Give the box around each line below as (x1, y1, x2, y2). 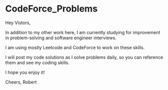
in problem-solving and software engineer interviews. (5, 35, 117, 41)
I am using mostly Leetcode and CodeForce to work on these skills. (5, 44, 145, 50)
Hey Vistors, (5, 20, 31, 26)
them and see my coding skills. (5, 59, 70, 65)
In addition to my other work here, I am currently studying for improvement (5, 29, 160, 35)
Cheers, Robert (5, 79, 37, 85)
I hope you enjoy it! (5, 69, 45, 75)
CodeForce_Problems (5, 3, 98, 15)
